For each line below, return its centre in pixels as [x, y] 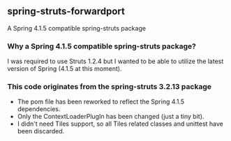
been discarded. [41, 131]
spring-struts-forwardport [66, 11]
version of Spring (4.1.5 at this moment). [65, 69]
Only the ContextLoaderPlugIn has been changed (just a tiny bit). [111, 117]
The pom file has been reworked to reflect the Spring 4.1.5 [101, 102]
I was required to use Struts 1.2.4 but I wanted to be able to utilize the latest [115, 61]
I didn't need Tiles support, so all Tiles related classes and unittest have [120, 124]
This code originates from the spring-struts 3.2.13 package [109, 87]
